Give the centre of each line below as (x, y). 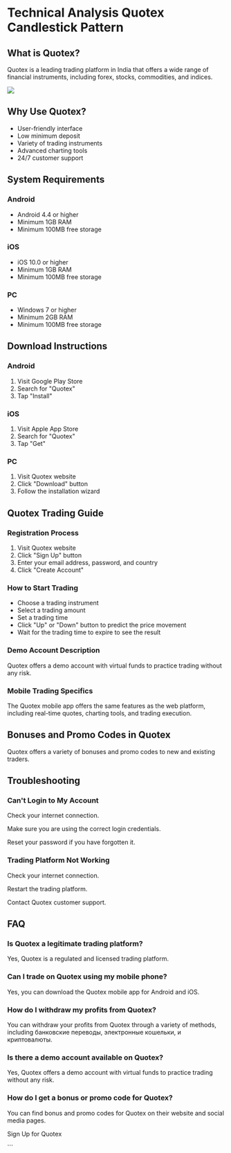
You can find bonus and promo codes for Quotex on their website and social (116, 1113)
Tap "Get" (31, 444)
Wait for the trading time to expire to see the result (89, 632)
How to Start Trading (43, 588)
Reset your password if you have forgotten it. (71, 842)
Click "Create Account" (50, 570)
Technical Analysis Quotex (86, 13)
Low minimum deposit (49, 136)
